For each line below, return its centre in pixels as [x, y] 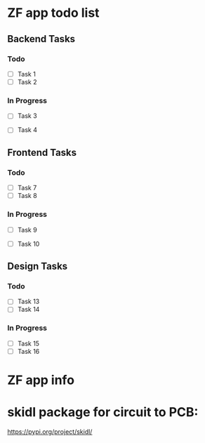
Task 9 [27, 230]
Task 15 [28, 343]
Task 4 [27, 130]
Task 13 [28, 302]
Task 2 [27, 81]
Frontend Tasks [42, 152]
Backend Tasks [41, 39]
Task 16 [28, 351]
